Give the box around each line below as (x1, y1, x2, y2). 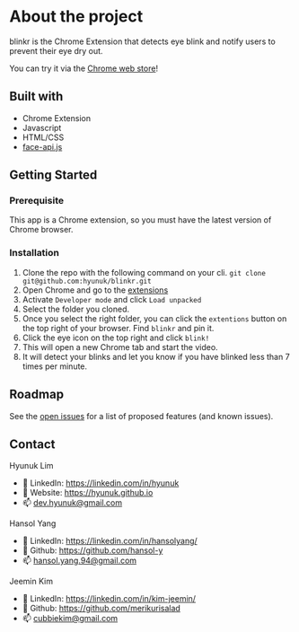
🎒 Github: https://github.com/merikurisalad (22, 603, 181, 614)
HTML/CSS (22, 132, 65, 143)
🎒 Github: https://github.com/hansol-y (22, 545, 163, 556)
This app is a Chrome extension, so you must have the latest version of (9, 215, 272, 225)
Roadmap (9, 387, 65, 402)
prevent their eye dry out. (9, 45, 103, 56)
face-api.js (22, 141, 63, 152)
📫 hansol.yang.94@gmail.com (22, 555, 137, 566)
